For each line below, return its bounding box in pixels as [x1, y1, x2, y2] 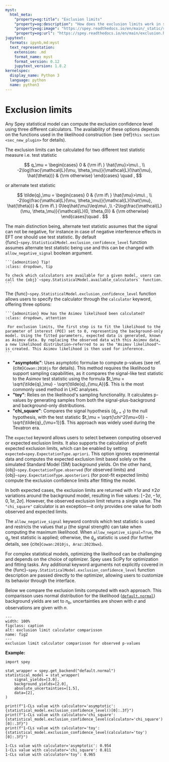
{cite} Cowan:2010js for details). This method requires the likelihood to [12, 365, 155, 371]
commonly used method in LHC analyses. [12, 386, 99, 392]
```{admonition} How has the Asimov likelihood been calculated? [5, 311, 145, 316]
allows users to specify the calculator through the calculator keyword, [5, 296, 152, 302]
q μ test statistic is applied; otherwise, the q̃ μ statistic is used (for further [5, 535, 153, 542]
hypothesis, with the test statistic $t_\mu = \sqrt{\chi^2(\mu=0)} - [12, 414, 148, 420]
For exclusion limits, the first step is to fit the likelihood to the [7, 324, 161, 329]
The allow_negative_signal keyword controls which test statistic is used [5, 519, 155, 525]
